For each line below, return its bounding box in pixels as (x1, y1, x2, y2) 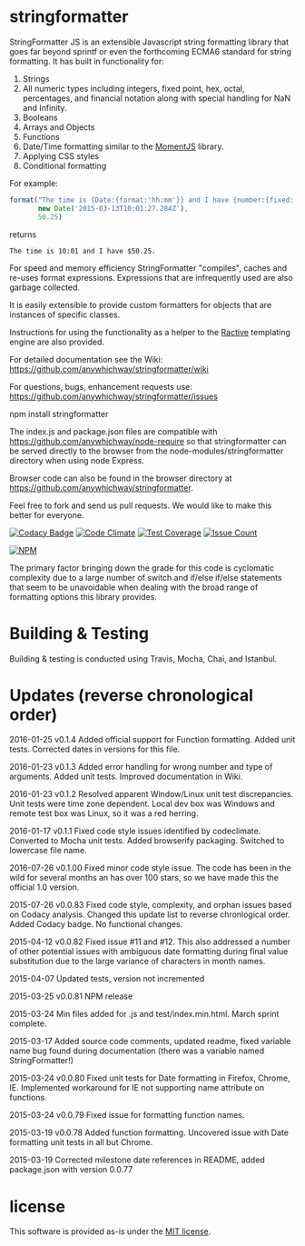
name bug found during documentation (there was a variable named (9, 1045, 265, 1056)
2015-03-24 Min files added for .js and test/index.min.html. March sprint (9, 1009, 280, 1020)
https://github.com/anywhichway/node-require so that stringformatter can (9, 435, 287, 446)
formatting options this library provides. (9, 591, 157, 602)
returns (9, 229, 37, 240)
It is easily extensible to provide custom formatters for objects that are (9, 299, 272, 310)
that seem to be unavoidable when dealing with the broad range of (9, 582, 259, 593)
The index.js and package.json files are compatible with (9, 425, 218, 437)
